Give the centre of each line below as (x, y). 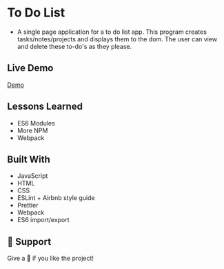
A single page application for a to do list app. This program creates (112, 32)
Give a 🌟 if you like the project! (51, 258)
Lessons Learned (45, 107)
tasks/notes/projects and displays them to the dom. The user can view (117, 39)
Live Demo (30, 68)
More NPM (32, 130)
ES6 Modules (36, 123)
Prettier (28, 206)
